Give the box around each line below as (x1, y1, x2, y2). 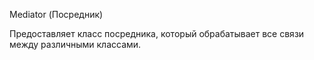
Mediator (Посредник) (9, 9, 104, 20)
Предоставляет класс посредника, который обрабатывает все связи (9, 28, 305, 39)
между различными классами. (9, 39, 142, 50)
